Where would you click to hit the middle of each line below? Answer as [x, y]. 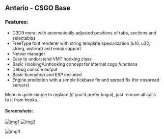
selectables [24, 38]
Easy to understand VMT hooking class [52, 59]
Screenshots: [19, 111]
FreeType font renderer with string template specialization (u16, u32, [81, 43]
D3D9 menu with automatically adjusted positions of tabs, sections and [84, 33]
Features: [17, 22]
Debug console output [35, 69]
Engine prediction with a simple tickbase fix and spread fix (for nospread [86, 80]
